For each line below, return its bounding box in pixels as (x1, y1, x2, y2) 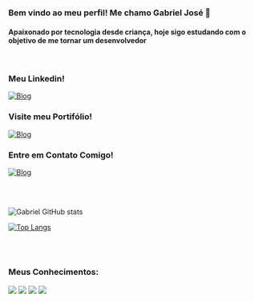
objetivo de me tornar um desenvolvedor (8, 35, 147, 45)
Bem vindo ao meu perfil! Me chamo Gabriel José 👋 (8, 7, 211, 18)
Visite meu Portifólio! (8, 111, 92, 122)
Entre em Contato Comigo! (8, 149, 114, 161)
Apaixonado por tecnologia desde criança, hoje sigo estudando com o (8, 27, 247, 37)
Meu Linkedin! (8, 74, 66, 85)
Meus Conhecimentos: (8, 266, 99, 277)
